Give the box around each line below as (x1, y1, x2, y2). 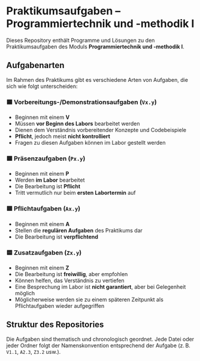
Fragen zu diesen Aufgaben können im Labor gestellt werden (14, 139, 166, 146)
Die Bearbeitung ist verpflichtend (14, 233, 99, 240)
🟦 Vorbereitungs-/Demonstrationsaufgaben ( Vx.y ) (6, 97, 157, 106)
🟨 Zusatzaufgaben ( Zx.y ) (6, 248, 82, 256)
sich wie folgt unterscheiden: (6, 82, 78, 90)
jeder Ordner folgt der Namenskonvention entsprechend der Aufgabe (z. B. (6, 342, 190, 349)
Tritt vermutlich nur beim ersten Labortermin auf (14, 189, 136, 197)
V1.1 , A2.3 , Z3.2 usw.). (6, 348, 61, 355)
